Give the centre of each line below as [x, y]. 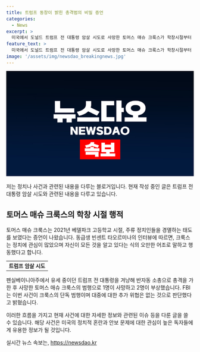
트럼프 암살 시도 [27, 266]
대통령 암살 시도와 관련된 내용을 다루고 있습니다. [62, 194]
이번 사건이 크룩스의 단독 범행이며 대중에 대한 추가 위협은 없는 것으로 [92, 295]
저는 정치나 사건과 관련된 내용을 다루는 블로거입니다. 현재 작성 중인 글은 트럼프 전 [100, 187]
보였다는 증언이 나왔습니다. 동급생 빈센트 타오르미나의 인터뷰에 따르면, [93, 237]
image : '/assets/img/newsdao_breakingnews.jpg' [66, 56]
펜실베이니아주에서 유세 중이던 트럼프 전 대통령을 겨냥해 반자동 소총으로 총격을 [97, 280]
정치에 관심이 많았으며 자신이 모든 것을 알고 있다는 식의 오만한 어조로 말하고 [100, 245]
